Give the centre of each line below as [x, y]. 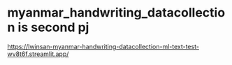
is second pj [53, 27]
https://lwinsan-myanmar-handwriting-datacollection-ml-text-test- [103, 46]
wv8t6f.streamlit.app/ [38, 54]
